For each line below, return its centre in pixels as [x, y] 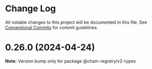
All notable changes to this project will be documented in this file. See [76, 22]
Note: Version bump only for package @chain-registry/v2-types [71, 61]
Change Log [30, 9]
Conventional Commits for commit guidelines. [51, 27]
